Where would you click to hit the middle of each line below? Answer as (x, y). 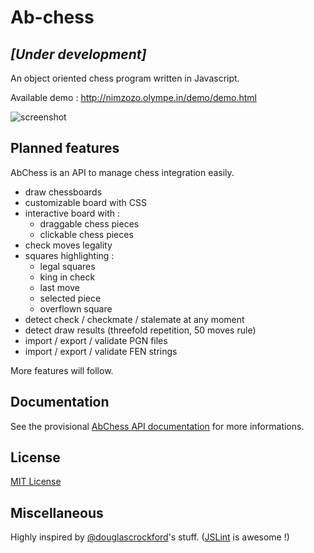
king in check (67, 277)
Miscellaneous (57, 512)
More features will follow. (62, 370)
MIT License (36, 482)
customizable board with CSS (85, 202)
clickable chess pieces (86, 234)
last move (59, 287)
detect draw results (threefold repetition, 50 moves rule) (140, 330)
